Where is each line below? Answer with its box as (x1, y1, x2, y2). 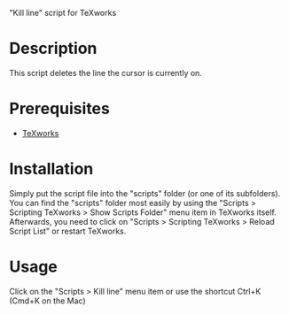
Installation (9, 159, 94, 180)
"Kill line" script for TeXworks (9, 8, 117, 18)
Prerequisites (9, 99, 111, 119)
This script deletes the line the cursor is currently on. (9, 67, 202, 78)
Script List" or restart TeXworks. (9, 226, 127, 236)
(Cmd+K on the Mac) (9, 295, 86, 306)
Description (9, 39, 98, 58)
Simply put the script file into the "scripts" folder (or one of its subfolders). (9, 188, 281, 198)
